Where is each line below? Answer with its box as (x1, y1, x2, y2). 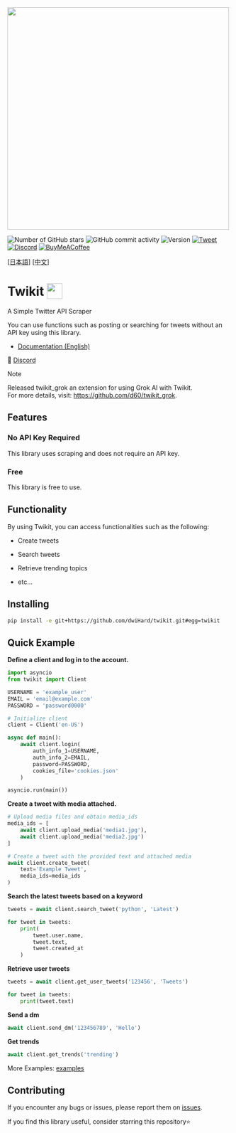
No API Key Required (7, 433, 80, 443)
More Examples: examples (7, 1063, 84, 1073)
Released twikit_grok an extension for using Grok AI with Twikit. (7, 383, 193, 392)
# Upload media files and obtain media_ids (7, 814, 138, 821)
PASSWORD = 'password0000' (7, 702, 87, 709)
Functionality (7, 504, 67, 516)
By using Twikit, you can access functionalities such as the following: (7, 522, 209, 531)
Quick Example (7, 637, 76, 649)
